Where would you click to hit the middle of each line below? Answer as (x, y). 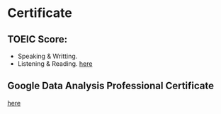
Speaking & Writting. (47, 56)
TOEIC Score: (38, 39)
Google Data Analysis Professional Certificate (111, 86)
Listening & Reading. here (55, 64)
